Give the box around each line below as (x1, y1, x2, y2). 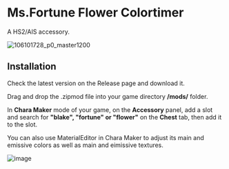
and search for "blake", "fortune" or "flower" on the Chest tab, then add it (7, 113, 222, 121)
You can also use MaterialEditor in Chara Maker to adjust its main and (7, 133, 205, 142)
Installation (7, 60, 57, 73)
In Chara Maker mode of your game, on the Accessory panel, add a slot (7, 105, 213, 114)
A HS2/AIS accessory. (7, 27, 70, 36)
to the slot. (7, 120, 38, 128)
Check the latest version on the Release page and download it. (7, 79, 185, 87)
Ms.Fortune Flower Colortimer (7, 5, 184, 21)
